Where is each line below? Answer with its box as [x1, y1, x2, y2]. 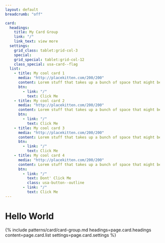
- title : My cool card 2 [14, 98, 65, 103]
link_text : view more [14, 39, 58, 44]
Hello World [5, 211, 54, 221]
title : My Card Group [14, 30, 58, 35]
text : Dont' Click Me [27, 176, 71, 181]
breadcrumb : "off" [5, 12, 43, 17]
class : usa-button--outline [27, 180, 84, 186]
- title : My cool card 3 [14, 126, 65, 131]
